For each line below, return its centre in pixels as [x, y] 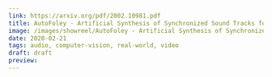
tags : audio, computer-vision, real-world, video [94, 46]
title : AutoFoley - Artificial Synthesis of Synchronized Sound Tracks [132, 23]
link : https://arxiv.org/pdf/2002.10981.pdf [85, 16]
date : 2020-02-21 [38, 38]
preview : [23, 61]
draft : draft [30, 53]
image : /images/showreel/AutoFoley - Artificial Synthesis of [115, 30]
